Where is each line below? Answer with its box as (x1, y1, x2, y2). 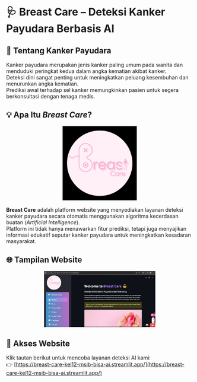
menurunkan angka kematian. (6, 80, 79, 87)
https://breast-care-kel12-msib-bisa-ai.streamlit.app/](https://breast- (15, 361, 185, 368)
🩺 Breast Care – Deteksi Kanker (6, 5, 166, 19)
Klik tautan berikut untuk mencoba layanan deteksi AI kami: (6, 354, 151, 361)
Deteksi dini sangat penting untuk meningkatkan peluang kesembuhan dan (6, 74, 189, 81)
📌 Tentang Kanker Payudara (6, 46, 112, 56)
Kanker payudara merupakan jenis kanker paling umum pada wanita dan (6, 61, 183, 68)
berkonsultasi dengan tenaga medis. (6, 93, 96, 100)
